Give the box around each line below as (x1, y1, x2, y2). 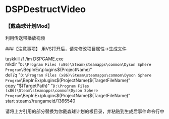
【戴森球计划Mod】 (5, 23, 53, 30)
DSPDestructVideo (5, 4, 86, 15)
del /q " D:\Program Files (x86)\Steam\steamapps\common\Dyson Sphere (5, 72, 152, 78)
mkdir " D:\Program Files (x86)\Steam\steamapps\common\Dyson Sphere (5, 61, 151, 67)
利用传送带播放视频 (5, 35, 45, 41)
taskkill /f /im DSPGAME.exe (5, 56, 64, 62)
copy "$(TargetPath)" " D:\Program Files (5, 83, 89, 89)
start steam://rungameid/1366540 (5, 98, 76, 104)
